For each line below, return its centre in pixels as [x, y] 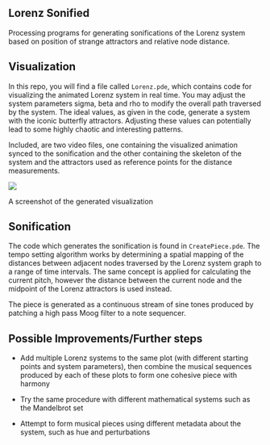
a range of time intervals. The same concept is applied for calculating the [130, 272]
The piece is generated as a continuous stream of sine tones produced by [131, 304]
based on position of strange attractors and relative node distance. [119, 41]
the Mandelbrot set [52, 408]
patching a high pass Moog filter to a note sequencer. [98, 313]
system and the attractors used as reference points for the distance [120, 162]
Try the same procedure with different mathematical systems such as [135, 400]
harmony [35, 384]
